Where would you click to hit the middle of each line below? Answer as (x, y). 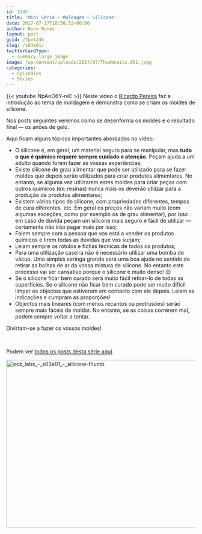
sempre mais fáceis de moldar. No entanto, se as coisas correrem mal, (102, 310)
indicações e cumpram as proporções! (63, 297)
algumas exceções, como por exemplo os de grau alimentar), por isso (101, 214)
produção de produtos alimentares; (59, 195)
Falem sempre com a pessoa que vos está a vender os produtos (94, 234)
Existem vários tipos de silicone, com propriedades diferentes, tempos (102, 202)
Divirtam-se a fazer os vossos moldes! (54, 328)
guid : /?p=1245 (25, 40)
